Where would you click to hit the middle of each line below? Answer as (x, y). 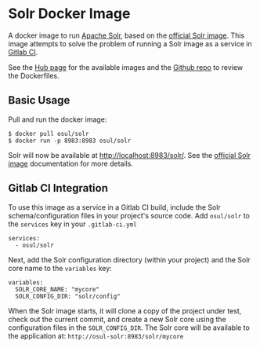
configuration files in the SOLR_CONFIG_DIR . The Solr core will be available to (129, 328)
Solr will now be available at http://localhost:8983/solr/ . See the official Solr (129, 155)
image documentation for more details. (70, 163)
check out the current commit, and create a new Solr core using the (117, 319)
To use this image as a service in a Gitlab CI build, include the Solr (114, 207)
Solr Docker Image (69, 14)
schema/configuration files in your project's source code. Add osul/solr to (129, 215)
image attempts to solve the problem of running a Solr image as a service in (130, 43)
